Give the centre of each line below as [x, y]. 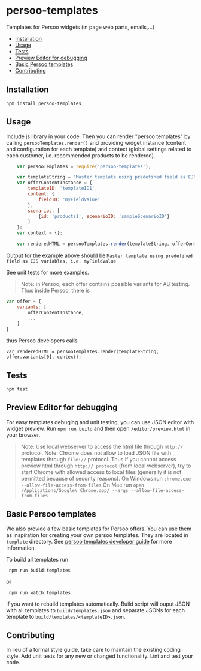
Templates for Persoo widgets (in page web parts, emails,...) [80, 27]
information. [21, 548]
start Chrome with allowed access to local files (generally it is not [101, 472]
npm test [17, 389]
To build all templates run [37, 559]
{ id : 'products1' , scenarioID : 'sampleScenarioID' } [104, 216]
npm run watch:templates [39, 592]
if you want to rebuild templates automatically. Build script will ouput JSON [98, 604]
